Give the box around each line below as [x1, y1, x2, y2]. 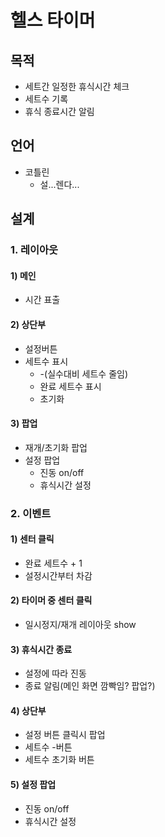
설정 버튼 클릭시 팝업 [24, 729, 106, 741]
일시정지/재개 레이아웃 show [24, 619, 137, 631]
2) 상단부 [10, 318, 47, 330]
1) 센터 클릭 [10, 533, 55, 545]
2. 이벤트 [10, 506, 52, 520]
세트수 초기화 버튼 [24, 754, 95, 766]
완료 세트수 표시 [39, 380, 102, 392]
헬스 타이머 [10, 9, 96, 32]
